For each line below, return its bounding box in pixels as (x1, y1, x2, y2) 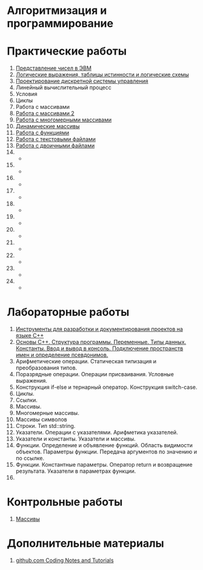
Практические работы (7, 44, 127, 58)
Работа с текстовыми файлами (15, 136, 96, 143)
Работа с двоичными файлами (15, 142, 95, 149)
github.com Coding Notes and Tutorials (15, 557, 114, 564)
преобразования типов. (15, 364, 78, 371)
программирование (7, 16, 114, 30)
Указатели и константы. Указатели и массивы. (15, 435, 136, 442)
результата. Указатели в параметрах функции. (15, 467, 136, 475)
